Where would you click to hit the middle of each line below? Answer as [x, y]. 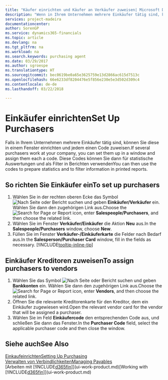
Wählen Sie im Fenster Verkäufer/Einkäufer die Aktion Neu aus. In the [84, 224]
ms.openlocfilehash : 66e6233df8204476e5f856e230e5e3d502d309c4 [72, 80]
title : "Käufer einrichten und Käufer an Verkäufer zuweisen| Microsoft [82, 10]
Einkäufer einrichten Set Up [62, 118]
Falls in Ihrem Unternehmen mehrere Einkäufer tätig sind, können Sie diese [82, 143]
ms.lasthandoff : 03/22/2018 [34, 89]
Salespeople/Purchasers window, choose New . [62, 229]
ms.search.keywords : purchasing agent [45, 56]
